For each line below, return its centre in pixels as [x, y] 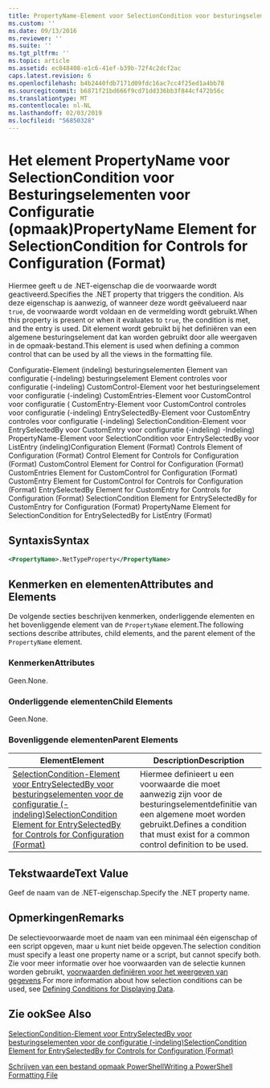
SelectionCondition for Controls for [128, 246]
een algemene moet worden [192, 815]
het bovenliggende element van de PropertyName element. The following [126, 625]
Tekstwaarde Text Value [68, 873]
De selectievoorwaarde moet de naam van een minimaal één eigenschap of [133, 937]
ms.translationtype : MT [48, 98]
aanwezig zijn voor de [181, 795]
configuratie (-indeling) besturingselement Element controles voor [118, 378]
